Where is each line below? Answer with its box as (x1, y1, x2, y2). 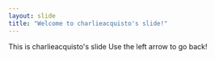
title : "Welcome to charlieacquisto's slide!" (8, 19, 168, 27)
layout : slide (8, 11, 57, 20)
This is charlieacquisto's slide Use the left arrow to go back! (8, 41, 208, 51)
